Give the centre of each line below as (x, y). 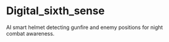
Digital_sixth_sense (56, 11)
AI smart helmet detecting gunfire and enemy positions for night (84, 27)
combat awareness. (30, 33)
